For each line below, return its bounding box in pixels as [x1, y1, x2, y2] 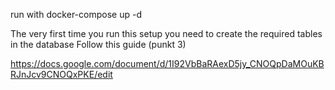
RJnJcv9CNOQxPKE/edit [10, 69, 113, 80]
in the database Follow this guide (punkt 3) [10, 39, 187, 50]
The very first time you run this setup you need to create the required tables [10, 28, 323, 39]
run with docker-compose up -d [10, 9, 142, 20]
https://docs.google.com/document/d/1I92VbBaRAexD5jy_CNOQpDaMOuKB [10, 58, 325, 69]
